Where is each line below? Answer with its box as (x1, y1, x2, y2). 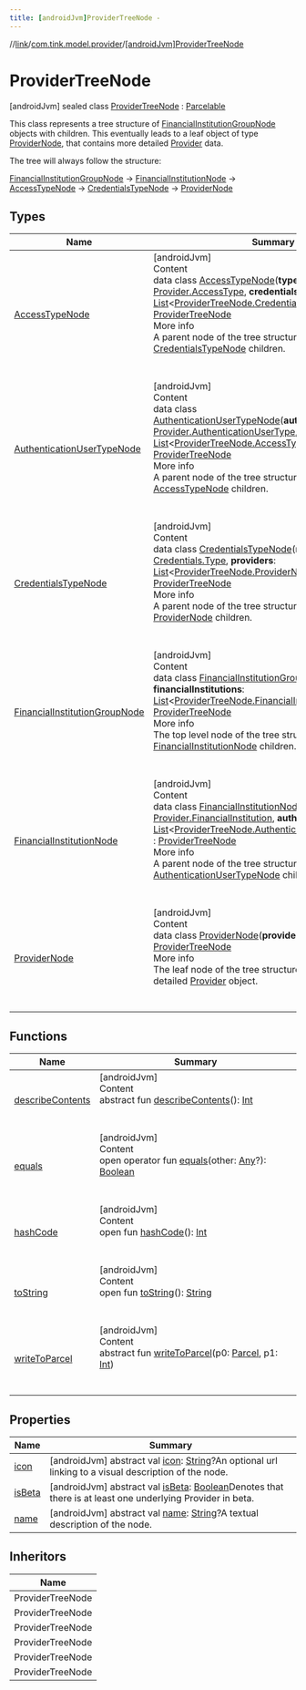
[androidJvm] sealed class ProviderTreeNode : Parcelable (9, 100, 226, 111)
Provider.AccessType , (153, 285, 248, 298)
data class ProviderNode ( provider (153, 929, 301, 942)
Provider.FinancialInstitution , (153, 812, 275, 825)
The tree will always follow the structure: (9, 155, 162, 166)
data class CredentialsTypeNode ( (153, 543, 296, 556)
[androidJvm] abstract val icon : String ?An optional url (49, 1455, 278, 1467)
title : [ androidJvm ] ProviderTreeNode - (9, 13, 161, 23)
